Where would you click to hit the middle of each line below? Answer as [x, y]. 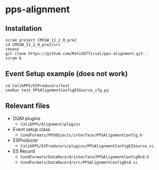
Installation [24, 29]
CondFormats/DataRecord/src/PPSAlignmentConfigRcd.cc [79, 162]
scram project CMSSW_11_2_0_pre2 [41, 40]
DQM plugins [27, 118]
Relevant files [28, 106]
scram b [14, 58]
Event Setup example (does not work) [67, 74]
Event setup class [31, 129]
